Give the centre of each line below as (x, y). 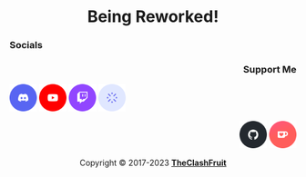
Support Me (270, 70)
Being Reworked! (153, 17)
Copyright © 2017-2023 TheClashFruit (153, 163)
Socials (26, 45)
